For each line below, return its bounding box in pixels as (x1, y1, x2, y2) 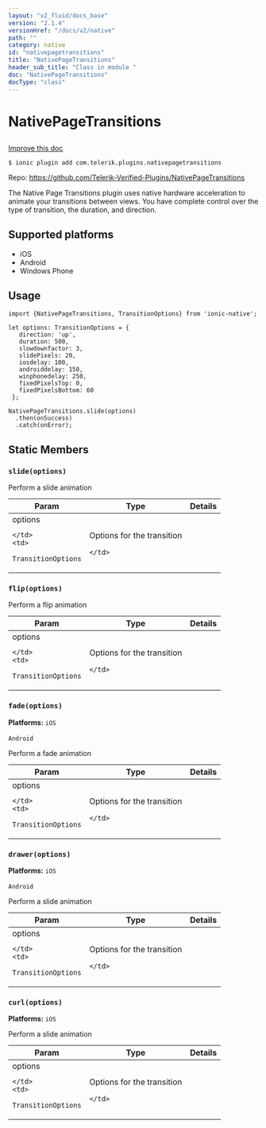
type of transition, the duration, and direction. (8, 204, 157, 215)
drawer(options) (8, 850, 71, 859)
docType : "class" (8, 78, 66, 86)
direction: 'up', (18, 331, 77, 339)
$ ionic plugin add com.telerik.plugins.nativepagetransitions (8, 158, 222, 167)
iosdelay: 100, (18, 359, 69, 366)
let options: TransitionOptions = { (8, 324, 129, 332)
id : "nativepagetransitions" (8, 48, 105, 56)
